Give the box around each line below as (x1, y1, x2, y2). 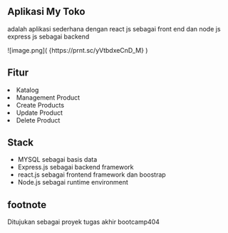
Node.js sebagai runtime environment (17, 178, 128, 187)
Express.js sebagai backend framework (17, 163, 134, 172)
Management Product (16, 93, 81, 102)
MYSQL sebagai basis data (17, 155, 98, 164)
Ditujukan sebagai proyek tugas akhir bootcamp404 (7, 217, 160, 227)
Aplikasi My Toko (7, 6, 85, 18)
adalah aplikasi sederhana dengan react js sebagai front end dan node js (7, 24, 221, 33)
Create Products (16, 100, 65, 109)
